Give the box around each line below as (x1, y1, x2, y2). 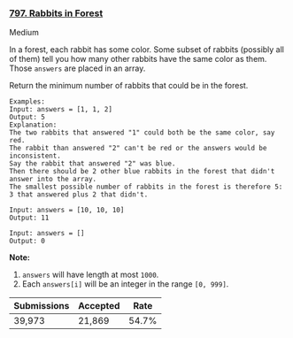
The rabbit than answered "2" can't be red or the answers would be (9, 144, 267, 153)
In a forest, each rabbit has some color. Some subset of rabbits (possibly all (9, 44, 285, 55)
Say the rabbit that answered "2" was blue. (9, 159, 176, 168)
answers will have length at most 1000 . (21, 269, 159, 280)
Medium (9, 27, 40, 38)
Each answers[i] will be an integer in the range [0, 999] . (21, 279, 229, 289)
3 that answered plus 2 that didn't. (9, 190, 149, 199)
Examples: (9, 97, 46, 106)
